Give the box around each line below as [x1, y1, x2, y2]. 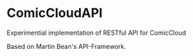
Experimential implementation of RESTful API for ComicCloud [6, 28, 187, 37]
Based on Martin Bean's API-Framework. [6, 42, 126, 50]
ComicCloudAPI [6, 5, 103, 21]
